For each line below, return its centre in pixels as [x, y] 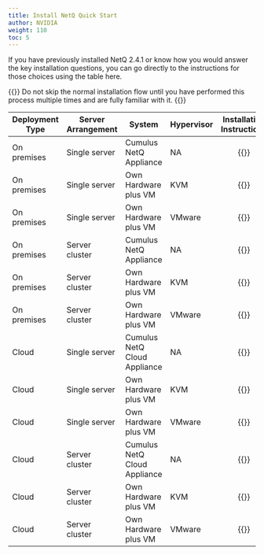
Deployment [35, 120]
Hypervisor [192, 124]
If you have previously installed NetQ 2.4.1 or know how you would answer [128, 60]
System [144, 124]
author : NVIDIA [33, 23]
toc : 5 [19, 37]
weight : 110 [27, 30]
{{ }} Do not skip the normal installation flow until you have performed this [126, 92]
